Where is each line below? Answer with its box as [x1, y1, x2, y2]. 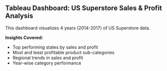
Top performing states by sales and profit [12, 44, 98, 50]
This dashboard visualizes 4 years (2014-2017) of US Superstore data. [5, 25, 150, 31]
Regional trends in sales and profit [12, 55, 84, 61]
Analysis [5, 12, 34, 20]
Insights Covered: [5, 34, 44, 40]
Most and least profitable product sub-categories [12, 49, 114, 55]
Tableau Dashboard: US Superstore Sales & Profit [5, 4, 162, 12]
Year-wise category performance [12, 60, 82, 66]
